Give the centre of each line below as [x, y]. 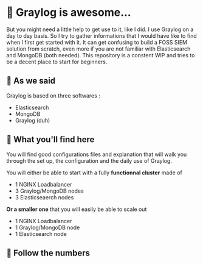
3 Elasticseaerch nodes [44, 197]
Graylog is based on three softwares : [53, 95]
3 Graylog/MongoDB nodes [49, 191]
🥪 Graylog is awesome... [69, 12]
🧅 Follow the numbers [48, 253]
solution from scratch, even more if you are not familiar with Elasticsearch [98, 49]
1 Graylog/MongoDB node [47, 227]
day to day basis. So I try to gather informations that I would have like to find [102, 35]
